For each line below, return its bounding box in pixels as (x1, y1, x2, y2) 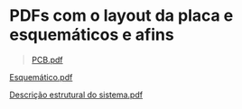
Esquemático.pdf (9, 71, 73, 82)
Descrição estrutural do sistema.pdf (9, 89, 143, 100)
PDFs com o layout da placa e (9, 5, 234, 26)
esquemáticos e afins (9, 24, 174, 45)
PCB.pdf (31, 54, 63, 65)
